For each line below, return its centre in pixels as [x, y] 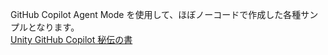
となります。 [53, 27]
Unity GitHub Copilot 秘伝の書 [71, 39]
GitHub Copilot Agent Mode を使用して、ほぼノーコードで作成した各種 [156, 14]
